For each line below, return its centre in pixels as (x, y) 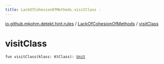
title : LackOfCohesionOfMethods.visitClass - (53, 10)
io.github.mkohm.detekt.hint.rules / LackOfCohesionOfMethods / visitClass (82, 24)
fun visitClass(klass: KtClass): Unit (45, 57)
